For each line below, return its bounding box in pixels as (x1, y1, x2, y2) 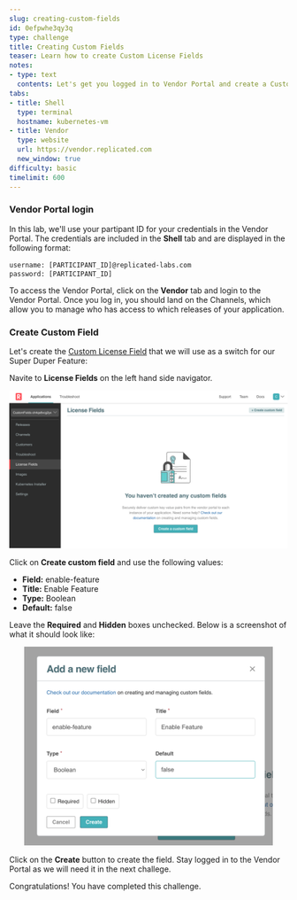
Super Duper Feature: (9, 355, 88, 367)
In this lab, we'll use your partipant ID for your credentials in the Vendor (9, 223, 269, 234)
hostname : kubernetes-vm (17, 117, 109, 126)
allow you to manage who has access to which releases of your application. (9, 304, 285, 314)
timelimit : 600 (9, 173, 65, 182)
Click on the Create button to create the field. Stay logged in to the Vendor (9, 855, 281, 865)
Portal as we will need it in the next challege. (9, 864, 171, 874)
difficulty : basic (9, 164, 77, 173)
